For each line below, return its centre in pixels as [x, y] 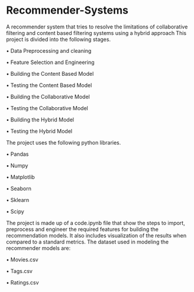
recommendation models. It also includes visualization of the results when [96, 235]
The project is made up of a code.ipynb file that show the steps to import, [96, 223]
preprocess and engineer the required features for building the [82, 229]
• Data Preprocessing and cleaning [49, 50]
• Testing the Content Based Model [49, 85]
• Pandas [17, 154]
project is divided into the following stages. [59, 39]
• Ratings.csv [23, 283]
